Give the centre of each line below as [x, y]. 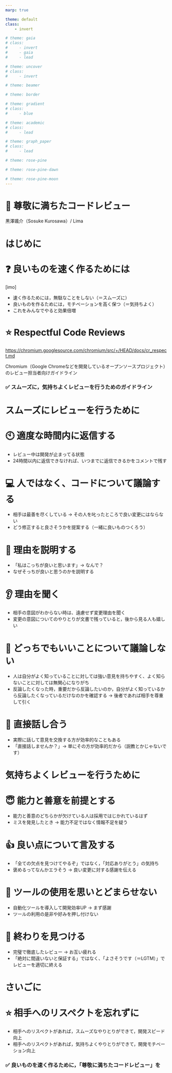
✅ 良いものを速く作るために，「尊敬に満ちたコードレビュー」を [83, 1065]
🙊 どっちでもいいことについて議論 [77, 648]
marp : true [17, 10]
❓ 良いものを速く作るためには [68, 269]
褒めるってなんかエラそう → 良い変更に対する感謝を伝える [74, 870]
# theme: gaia [21, 38]
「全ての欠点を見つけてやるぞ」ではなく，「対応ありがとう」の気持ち [86, 863]
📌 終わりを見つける [45, 937]
